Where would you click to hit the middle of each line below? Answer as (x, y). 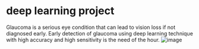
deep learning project (60, 11)
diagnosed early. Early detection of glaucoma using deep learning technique (99, 33)
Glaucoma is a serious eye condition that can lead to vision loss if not (91, 27)
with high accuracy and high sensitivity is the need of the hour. (83, 40)
